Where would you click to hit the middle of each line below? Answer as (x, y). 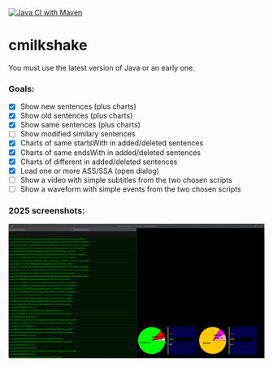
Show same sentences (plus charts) (80, 125)
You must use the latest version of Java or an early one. (102, 67)
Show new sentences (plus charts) (78, 106)
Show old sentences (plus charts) (76, 116)
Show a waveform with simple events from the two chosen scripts (130, 189)
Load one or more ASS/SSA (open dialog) (90, 171)
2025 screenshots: (47, 210)
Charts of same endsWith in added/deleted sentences (110, 152)
